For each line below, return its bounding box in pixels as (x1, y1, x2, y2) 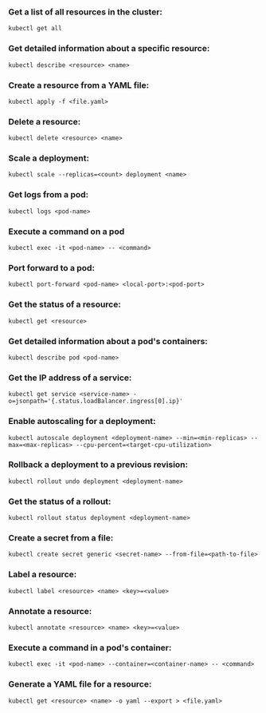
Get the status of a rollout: (8, 496, 111, 507)
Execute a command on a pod (8, 226, 125, 237)
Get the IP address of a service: (8, 372, 132, 383)
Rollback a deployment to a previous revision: (8, 459, 189, 470)
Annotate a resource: (8, 605, 92, 616)
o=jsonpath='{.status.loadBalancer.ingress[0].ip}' (8, 398, 183, 406)
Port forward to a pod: (8, 263, 96, 273)
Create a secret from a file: (8, 533, 114, 544)
